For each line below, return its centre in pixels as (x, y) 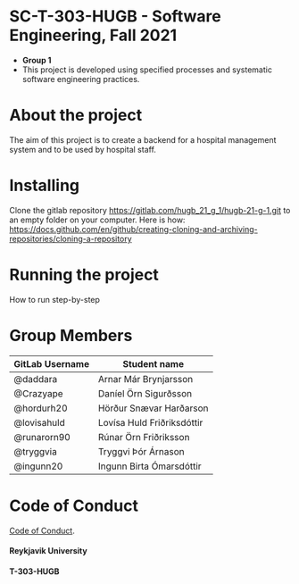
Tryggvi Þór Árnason (141, 451)
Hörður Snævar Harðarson (153, 408)
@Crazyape (39, 393)
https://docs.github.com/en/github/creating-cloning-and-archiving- (134, 229)
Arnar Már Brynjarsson (145, 379)
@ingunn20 (38, 466)
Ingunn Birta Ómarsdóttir (150, 466)
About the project (76, 116)
